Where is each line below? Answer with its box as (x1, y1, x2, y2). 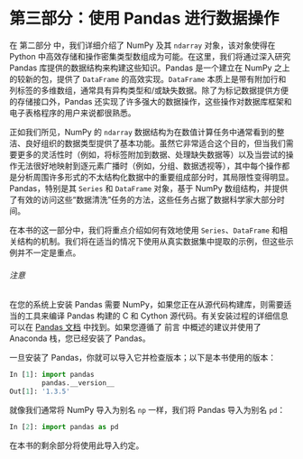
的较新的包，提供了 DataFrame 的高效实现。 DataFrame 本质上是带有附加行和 (9, 73, 287, 84)
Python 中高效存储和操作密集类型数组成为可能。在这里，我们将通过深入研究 (9, 50, 291, 61)
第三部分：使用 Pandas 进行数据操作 (9, 8, 280, 29)
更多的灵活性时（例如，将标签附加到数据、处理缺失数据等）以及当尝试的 (16, 149, 286, 160)
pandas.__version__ (41, 379, 115, 388)
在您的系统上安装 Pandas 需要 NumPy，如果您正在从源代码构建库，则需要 (9, 299, 284, 310)
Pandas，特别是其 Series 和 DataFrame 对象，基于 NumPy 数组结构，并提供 (9, 182, 289, 194)
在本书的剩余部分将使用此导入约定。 (9, 439, 144, 451)
